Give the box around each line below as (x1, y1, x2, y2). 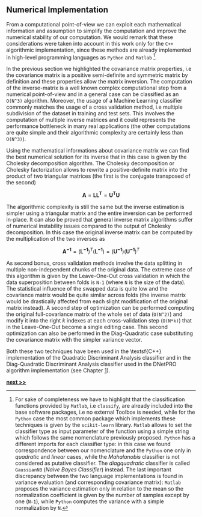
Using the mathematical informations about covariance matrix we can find (6, 147, 189, 154)
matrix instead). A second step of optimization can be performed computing (6, 304, 195, 311)
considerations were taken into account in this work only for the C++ (6, 40, 174, 47)
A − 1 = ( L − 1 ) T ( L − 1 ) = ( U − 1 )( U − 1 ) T (62, 247, 140, 255)
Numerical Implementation (6, 5, 109, 15)
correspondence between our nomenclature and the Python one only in (14, 447, 191, 454)
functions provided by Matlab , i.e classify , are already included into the (14, 402, 193, 409)
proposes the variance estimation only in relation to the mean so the (14, 485, 184, 492)
